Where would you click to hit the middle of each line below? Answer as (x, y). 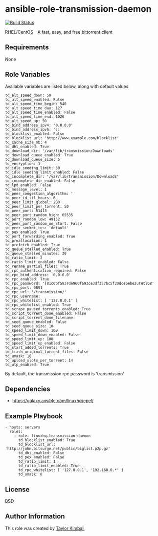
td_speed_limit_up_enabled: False (40, 343)
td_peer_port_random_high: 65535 (39, 215)
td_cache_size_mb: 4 (26, 142)
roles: (16, 432)
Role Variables (27, 75)
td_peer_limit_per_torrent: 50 (37, 206)
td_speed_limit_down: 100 (31, 330)
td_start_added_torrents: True (37, 347)
